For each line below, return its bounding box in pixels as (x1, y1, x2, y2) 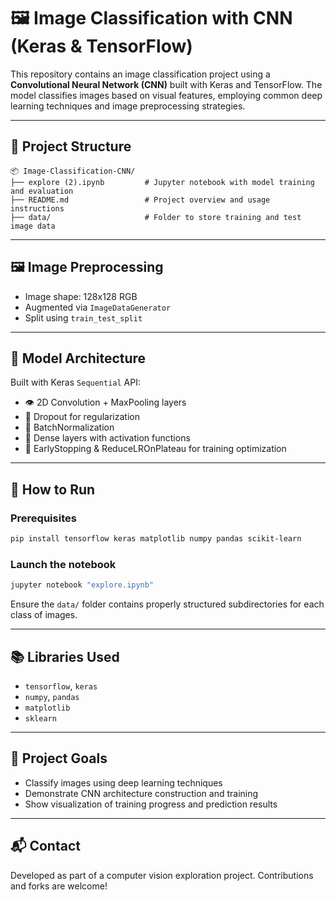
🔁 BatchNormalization (24, 421, 115, 434)
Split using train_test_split (24, 311, 143, 324)
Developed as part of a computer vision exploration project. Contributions (10, 869, 314, 881)
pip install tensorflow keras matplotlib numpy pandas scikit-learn (10, 534, 302, 544)
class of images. (10, 609, 78, 621)
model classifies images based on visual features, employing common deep (10, 89, 323, 101)
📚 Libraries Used (10, 648, 120, 665)
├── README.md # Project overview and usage (10, 195, 271, 205)
